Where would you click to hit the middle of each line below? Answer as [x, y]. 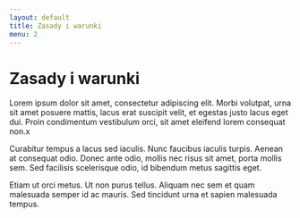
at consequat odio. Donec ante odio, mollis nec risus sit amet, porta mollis [146, 158]
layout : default [39, 17]
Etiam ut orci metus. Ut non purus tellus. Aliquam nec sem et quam [132, 185]
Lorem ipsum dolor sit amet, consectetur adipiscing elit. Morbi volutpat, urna [150, 103]
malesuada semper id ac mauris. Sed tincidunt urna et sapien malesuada [143, 195]
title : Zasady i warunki [56, 26]
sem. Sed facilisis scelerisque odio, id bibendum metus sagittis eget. [136, 168]
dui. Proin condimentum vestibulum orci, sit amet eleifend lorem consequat [147, 122]
